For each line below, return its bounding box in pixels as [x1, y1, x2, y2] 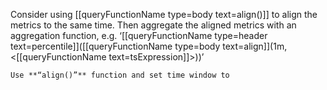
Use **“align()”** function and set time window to [10, 70, 230, 80]
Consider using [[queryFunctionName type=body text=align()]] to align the [10, 9, 318, 20]
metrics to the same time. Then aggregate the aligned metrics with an [10, 19, 297, 31]
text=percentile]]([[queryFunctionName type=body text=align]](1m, [10, 40, 288, 52]
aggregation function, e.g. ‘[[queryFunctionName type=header [10, 30, 268, 41]
